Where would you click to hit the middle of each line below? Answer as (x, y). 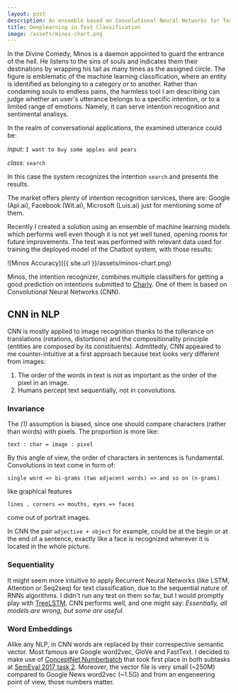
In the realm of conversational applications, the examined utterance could (115, 128)
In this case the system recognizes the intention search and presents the (113, 177)
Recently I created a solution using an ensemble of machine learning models (119, 227)
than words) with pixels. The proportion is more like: (83, 432)
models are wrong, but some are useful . (66, 610)
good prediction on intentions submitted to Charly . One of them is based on (118, 284)
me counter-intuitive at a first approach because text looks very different (113, 354)
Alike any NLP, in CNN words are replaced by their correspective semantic (116, 644)
